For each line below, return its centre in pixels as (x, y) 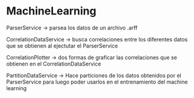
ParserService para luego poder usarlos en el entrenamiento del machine (97, 82)
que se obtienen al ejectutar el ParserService (62, 46)
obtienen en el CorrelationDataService (54, 64)
